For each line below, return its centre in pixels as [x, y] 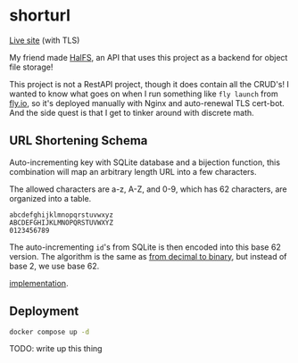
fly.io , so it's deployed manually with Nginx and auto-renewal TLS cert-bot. [147, 103]
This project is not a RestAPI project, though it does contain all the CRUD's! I [149, 84]
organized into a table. [50, 198]
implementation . [39, 283]
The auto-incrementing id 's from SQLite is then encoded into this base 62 [145, 247]
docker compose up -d [50, 332]
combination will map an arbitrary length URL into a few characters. [133, 171]
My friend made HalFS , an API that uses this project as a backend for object [149, 57]
